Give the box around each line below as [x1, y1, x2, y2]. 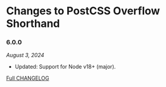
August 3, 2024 [6, 52, 45, 59]
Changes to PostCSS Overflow [6, 4, 161, 18]
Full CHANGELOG [6, 74, 49, 82]
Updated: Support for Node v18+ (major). [14, 63, 116, 70]
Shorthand [6, 17, 60, 30]
